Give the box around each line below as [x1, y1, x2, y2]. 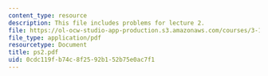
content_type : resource [8, 11, 88, 20]
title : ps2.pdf [8, 48, 59, 56]
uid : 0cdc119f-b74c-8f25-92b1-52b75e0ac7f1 [8, 56, 156, 64]
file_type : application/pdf [8, 33, 102, 42]
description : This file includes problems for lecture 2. [8, 19, 205, 27]
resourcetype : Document [8, 41, 88, 49]
